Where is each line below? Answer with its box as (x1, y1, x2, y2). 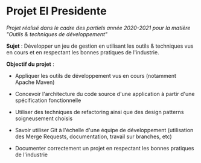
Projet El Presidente (6, 4, 107, 18)
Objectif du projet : (6, 60, 54, 68)
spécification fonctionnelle (14, 97, 81, 104)
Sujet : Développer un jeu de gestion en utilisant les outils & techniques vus (6, 42, 194, 50)
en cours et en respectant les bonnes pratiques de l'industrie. (6, 48, 159, 56)
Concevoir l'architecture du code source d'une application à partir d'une (14, 90, 195, 97)
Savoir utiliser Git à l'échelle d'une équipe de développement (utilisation (14, 126, 194, 133)
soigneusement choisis (14, 115, 73, 122)
